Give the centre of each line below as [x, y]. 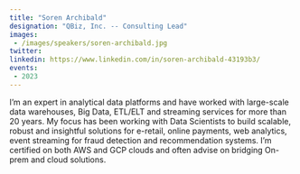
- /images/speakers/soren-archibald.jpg [90, 43]
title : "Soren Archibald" [58, 18]
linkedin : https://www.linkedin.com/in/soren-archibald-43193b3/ [135, 60]
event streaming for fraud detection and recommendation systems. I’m [141, 140]
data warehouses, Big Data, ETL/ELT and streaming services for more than [148, 111]
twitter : [26, 51]
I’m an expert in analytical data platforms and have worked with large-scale [149, 102]
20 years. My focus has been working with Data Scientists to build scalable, [150, 121]
